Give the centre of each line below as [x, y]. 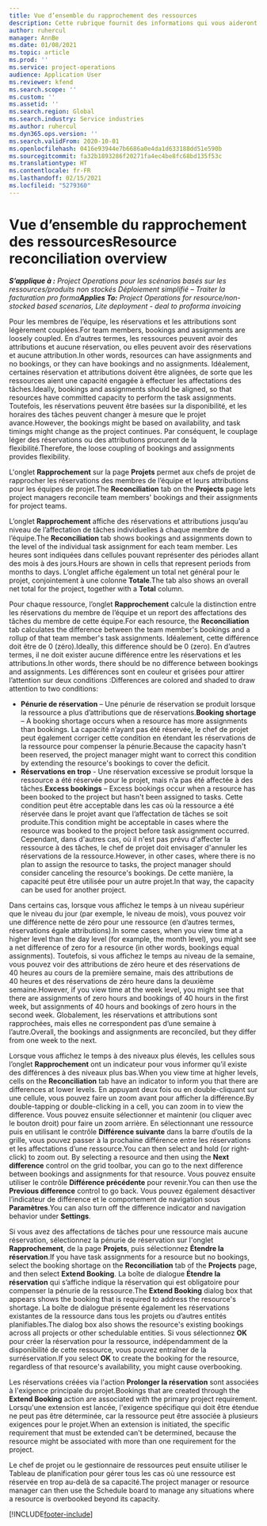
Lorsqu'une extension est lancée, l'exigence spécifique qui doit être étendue [134, 1407]
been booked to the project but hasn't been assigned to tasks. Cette [132, 796]
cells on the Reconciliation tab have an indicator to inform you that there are [133, 1081]
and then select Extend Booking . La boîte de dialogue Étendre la [115, 1273]
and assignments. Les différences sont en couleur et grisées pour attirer [127, 672]
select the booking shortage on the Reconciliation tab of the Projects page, [133, 1265]
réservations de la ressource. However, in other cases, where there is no [138, 856]
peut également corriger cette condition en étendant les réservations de [138, 738]
